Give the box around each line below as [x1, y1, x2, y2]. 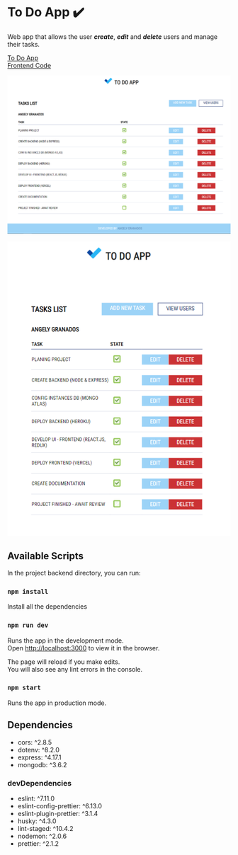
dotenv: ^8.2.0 [17, 745, 60, 754]
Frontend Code [7, 61, 52, 69]
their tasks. [7, 40, 40, 48]
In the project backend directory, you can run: [7, 568, 141, 577]
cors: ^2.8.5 [17, 738, 52, 746]
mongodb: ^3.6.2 [17, 760, 67, 769]
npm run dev [7, 621, 49, 629]
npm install [7, 587, 49, 595]
